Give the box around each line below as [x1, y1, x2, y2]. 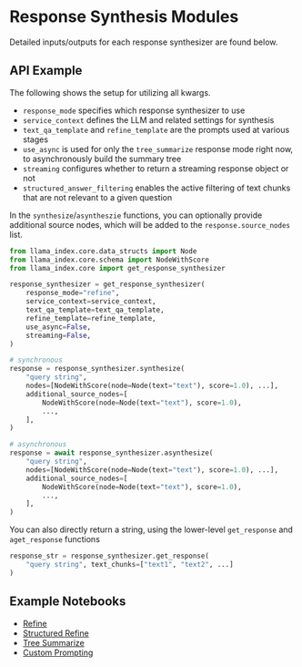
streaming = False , [25, 331, 92, 340]
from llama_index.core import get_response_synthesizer [9, 263, 226, 272]
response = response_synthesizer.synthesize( [9, 364, 185, 374]
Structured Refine [22, 627, 89, 639]
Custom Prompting [22, 647, 94, 658]
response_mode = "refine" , [25, 289, 120, 298]
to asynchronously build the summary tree [22, 153, 182, 164]
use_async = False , [25, 322, 92, 332]
